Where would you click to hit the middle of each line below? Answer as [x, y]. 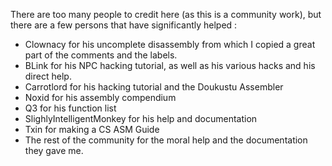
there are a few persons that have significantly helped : [124, 25]
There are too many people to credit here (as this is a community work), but [166, 14]
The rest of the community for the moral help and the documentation [166, 140]
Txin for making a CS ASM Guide [92, 129]
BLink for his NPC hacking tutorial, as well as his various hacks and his [170, 65]
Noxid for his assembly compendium [100, 97]
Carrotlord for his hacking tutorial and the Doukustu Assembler [154, 87]
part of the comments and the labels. [101, 55]
